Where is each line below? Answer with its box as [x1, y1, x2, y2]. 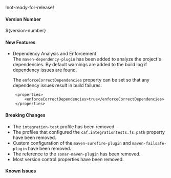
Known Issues [5, 168, 36, 174]
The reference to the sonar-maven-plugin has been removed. [12, 151, 141, 157]
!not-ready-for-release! [5, 5, 54, 10]
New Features [5, 39, 36, 45]
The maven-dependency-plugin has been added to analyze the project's [12, 56, 161, 62]
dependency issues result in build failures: [12, 82, 102, 89]
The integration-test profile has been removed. [12, 123, 116, 130]
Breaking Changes [5, 112, 46, 118]
